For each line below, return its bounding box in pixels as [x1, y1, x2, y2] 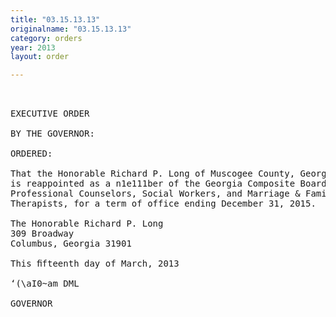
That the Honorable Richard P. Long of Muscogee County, [10, 168, 296, 180]
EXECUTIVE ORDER [10, 108, 90, 120]
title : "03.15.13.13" [10, 14, 101, 25]
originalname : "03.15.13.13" [10, 24, 132, 34]
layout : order [10, 52, 70, 62]
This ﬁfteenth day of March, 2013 [10, 258, 180, 270]
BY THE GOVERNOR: [10, 128, 95, 140]
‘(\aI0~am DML [10, 278, 80, 290]
